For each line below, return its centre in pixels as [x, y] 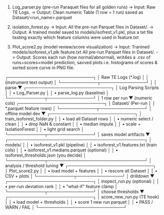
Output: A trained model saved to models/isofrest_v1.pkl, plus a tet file [82, 32]
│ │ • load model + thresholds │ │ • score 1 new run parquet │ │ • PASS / [79, 202]
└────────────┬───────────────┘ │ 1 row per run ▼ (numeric [79, 98]
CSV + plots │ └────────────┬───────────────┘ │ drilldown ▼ [80, 176]
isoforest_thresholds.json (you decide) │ [46, 155]
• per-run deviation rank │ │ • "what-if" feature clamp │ [61, 186]
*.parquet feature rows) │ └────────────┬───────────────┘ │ [79, 108]
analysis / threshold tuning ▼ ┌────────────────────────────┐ [81, 166]
